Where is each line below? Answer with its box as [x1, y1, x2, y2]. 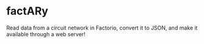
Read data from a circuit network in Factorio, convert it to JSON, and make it [6, 24, 198, 31]
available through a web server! [6, 30, 86, 37]
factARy [6, 4, 49, 18]
